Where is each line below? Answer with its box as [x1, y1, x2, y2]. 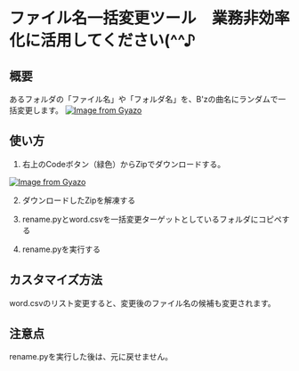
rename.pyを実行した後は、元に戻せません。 [9, 351, 174, 362]
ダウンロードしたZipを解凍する [21, 195, 136, 206]
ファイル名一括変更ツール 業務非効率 [9, 8, 291, 28]
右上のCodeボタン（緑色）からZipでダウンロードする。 [21, 158, 225, 169]
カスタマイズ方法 [9, 272, 103, 287]
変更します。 [16, 105, 64, 116]
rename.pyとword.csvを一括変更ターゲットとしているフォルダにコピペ [21, 214, 282, 224]
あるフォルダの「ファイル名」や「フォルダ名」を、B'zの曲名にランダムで [9, 94, 279, 104]
